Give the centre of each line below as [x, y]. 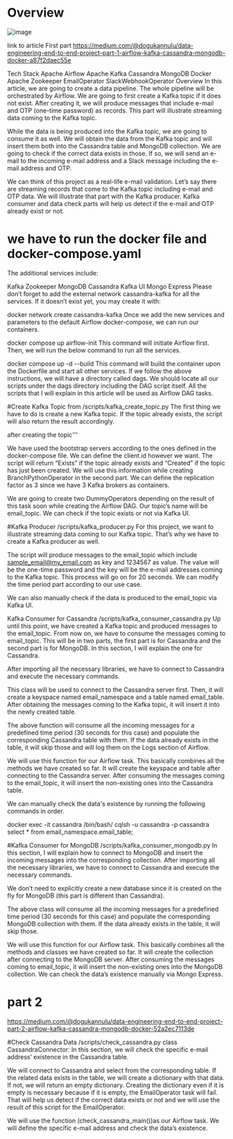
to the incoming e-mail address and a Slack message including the [115, 160]
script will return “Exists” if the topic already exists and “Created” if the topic [116, 463]
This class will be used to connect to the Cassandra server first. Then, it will [115, 690]
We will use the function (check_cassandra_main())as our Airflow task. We [113, 1120]
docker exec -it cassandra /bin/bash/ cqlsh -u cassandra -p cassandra [108, 824]
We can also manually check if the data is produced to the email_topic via [112, 597]
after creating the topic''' [43, 434]
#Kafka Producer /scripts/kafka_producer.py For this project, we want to [110, 526]
